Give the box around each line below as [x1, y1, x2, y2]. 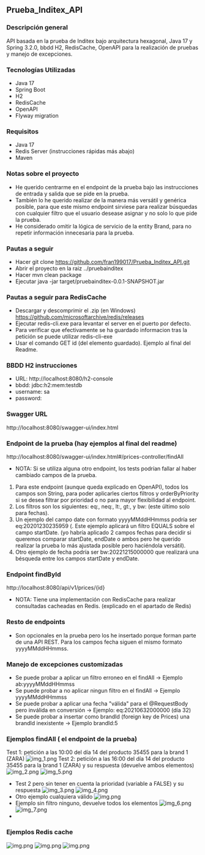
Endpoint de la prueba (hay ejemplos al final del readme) [6, 439, 177, 448]
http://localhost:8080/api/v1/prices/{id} [6, 584, 105, 592]
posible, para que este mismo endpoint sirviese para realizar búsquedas [15, 203, 198, 210]
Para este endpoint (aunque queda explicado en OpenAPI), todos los [15, 483, 188, 491]
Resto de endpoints [6, 618, 65, 627]
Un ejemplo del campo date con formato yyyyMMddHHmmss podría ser [15, 516, 198, 523]
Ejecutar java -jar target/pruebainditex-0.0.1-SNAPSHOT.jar [15, 277, 165, 285]
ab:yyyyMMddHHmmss [15, 680, 75, 688]
